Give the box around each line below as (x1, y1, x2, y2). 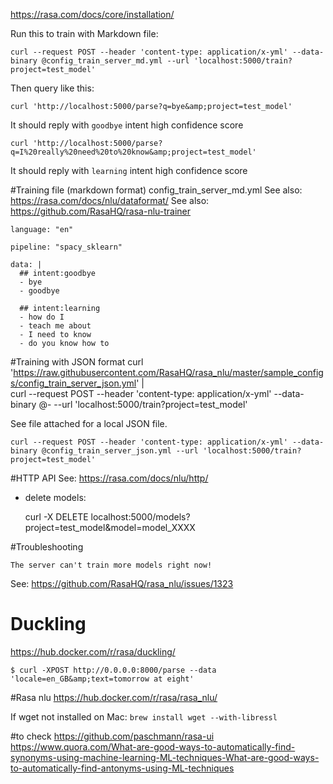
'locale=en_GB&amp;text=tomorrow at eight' (10, 674, 195, 684)
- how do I (19, 312, 65, 322)
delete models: (24, 492, 87, 503)
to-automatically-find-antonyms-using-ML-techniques (10, 762, 235, 774)
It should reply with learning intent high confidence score (10, 165, 248, 176)
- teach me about (19, 321, 92, 331)
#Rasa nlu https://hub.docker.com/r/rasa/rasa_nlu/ (10, 691, 218, 703)
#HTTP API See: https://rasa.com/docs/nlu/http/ (10, 472, 209, 484)
